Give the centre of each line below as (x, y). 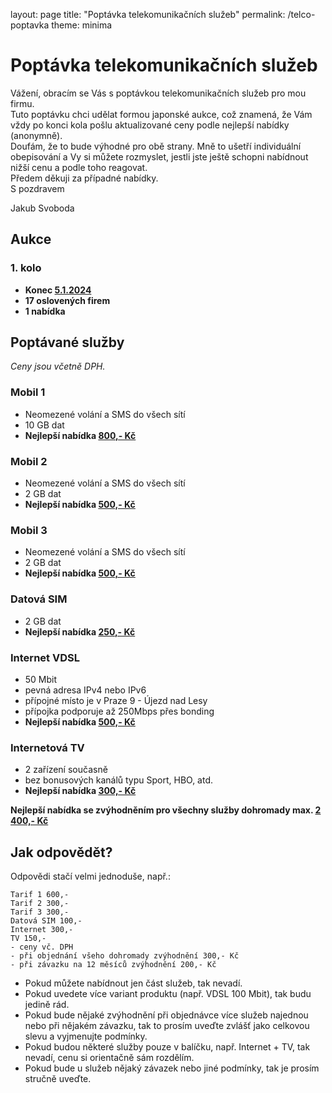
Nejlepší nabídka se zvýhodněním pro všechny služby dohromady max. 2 (166, 810)
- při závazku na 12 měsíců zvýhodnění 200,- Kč (113, 965)
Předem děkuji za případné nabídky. (84, 178)
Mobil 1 (28, 392)
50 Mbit (41, 679)
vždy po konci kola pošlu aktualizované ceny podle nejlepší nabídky (150, 125)
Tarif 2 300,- (40, 904)
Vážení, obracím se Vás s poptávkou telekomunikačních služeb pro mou (158, 93)
